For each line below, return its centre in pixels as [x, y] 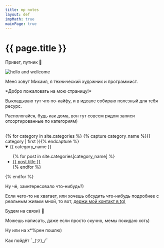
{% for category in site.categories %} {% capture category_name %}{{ [78, 136]
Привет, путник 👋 [24, 62]
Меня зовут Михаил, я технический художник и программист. [72, 82]
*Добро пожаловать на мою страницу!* [48, 91]
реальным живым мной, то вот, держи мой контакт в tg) [65, 201]
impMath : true [20, 19]
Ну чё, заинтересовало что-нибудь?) [44, 186]
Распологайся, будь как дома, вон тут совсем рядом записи [70, 116]
